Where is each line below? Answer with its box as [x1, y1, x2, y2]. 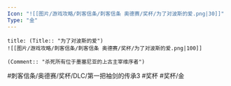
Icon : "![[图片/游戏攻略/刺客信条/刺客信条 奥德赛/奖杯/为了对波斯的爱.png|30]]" [7, 10, 225, 17]
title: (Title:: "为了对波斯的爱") [7, 37, 104, 44]
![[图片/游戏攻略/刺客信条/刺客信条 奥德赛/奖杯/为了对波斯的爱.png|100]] [7, 45, 203, 52]
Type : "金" [7, 17, 38, 24]
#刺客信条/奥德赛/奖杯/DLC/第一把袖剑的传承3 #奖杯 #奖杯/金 [7, 71, 185, 80]
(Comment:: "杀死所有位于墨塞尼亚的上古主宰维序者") [7, 58, 146, 65]
